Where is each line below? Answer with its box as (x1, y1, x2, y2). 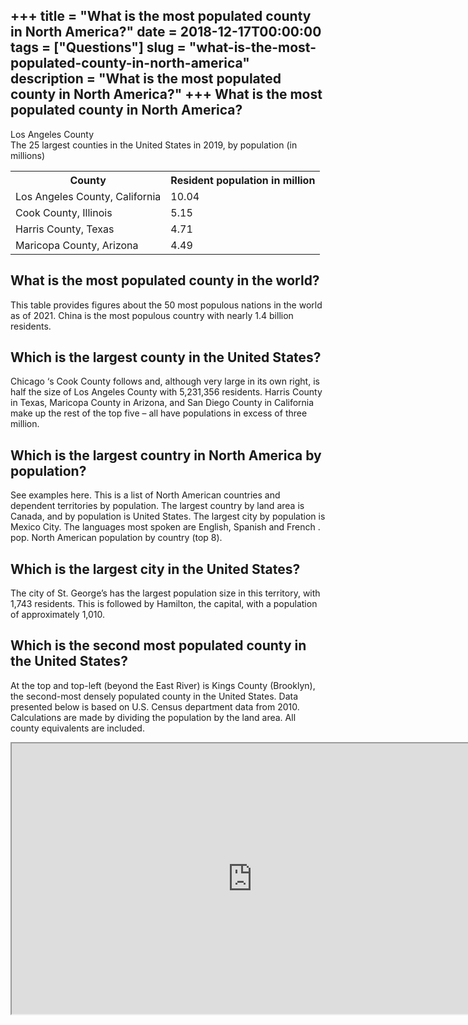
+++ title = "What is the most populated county (10, 8, 312, 25)
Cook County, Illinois (15, 205, 113, 219)
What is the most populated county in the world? (10, 272, 320, 289)
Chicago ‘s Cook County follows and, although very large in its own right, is (10, 375, 320, 388)
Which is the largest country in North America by (10, 447, 322, 464)
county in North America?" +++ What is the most (10, 86, 323, 103)
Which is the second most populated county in (10, 637, 307, 654)
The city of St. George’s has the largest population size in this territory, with (10, 587, 321, 599)
